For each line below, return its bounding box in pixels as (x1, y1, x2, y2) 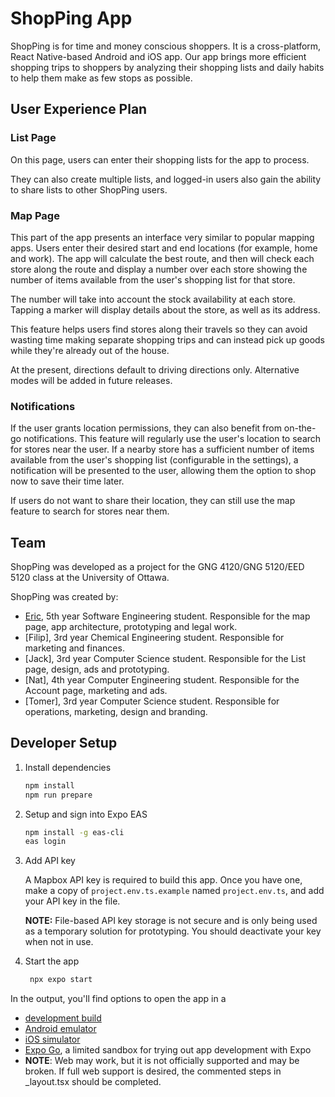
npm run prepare (24, 790, 93, 800)
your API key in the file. (24, 895, 121, 907)
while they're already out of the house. (10, 344, 170, 356)
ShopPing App (10, 7, 133, 30)
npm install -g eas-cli (24, 827, 125, 837)
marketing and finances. (24, 642, 125, 654)
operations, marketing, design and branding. (24, 706, 208, 718)
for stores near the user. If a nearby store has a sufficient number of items (10, 443, 315, 456)
